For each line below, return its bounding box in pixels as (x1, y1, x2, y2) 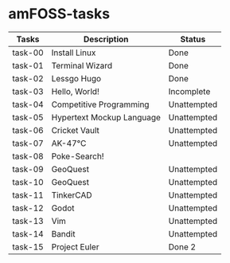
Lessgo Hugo (51, 73, 102, 84)
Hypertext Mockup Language (51, 112, 162, 123)
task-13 (12, 215, 44, 226)
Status (180, 33, 206, 45)
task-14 (12, 228, 44, 239)
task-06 (12, 124, 44, 135)
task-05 (12, 112, 44, 123)
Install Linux (51, 47, 96, 58)
